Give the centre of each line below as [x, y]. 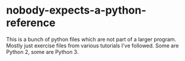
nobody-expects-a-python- [76, 10]
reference [31, 23]
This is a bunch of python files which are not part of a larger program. [91, 39]
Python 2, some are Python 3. [42, 52]
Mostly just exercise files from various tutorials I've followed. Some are [92, 46]
